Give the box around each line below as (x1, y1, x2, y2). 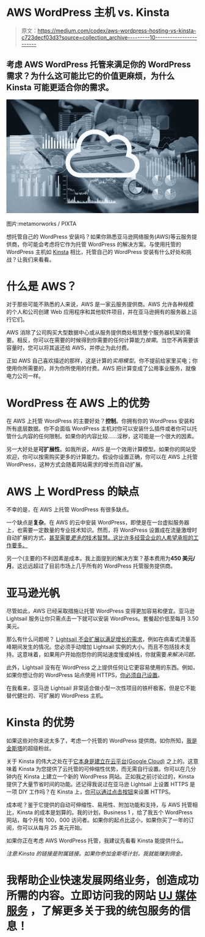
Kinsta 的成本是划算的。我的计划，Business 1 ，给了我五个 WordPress (16, 809, 193, 816)
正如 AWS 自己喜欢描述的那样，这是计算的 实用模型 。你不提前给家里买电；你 (6, 357, 198, 364)
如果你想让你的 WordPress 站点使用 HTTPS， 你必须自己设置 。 (6, 671, 164, 679)
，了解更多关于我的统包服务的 (30, 904, 180, 918)
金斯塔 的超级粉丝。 (6, 745, 55, 752)
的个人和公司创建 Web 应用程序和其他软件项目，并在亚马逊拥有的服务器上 (6, 308, 192, 316)
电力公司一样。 (6, 372, 44, 380)
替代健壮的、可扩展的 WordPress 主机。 (6, 692, 107, 700)
